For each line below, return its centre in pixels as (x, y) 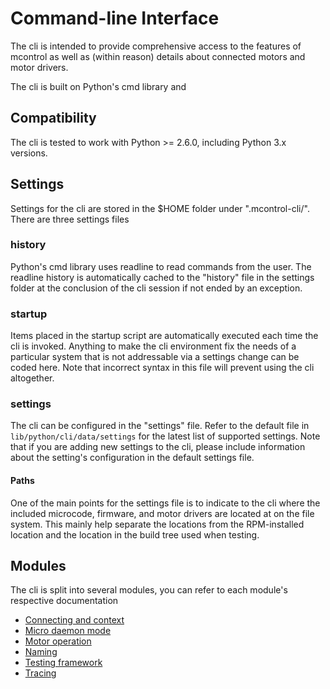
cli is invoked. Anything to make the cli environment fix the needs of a (153, 346)
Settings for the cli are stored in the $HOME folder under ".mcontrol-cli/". (160, 208)
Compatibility (53, 118)
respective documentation (64, 601)
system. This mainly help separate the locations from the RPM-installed (157, 524)
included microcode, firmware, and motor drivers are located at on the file (162, 513)
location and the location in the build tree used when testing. (135, 534)
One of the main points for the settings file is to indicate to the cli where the (165, 503)
